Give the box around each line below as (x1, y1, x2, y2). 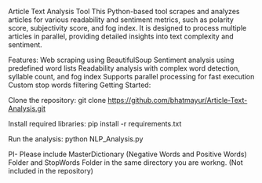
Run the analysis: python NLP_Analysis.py (8, 134, 144, 144)
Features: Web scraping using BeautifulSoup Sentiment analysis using (8, 55, 235, 64)
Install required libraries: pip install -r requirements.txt (8, 119, 182, 128)
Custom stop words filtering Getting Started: (8, 80, 151, 90)
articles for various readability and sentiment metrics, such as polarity (8, 15, 234, 24)
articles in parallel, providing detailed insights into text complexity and (8, 31, 234, 41)
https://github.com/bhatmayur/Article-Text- (107, 96, 248, 104)
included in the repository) (8, 167, 94, 175)
